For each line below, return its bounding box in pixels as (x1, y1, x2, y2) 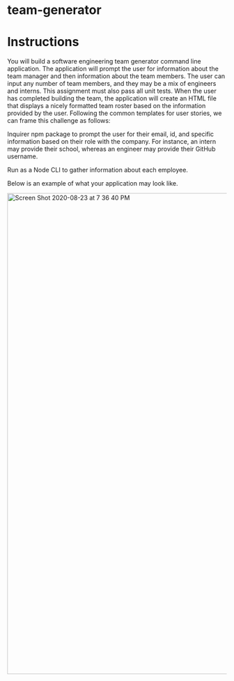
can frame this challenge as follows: (7, 117, 111, 125)
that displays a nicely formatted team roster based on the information (7, 102, 206, 110)
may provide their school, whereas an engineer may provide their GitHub (7, 145, 216, 154)
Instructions (7, 34, 79, 50)
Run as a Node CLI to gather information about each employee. (7, 166, 188, 174)
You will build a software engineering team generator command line (7, 57, 201, 66)
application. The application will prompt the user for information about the (7, 65, 219, 73)
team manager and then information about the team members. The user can (7, 72, 226, 80)
